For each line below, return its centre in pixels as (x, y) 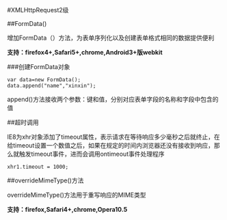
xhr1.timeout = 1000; (38, 167)
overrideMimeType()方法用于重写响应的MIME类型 (77, 195)
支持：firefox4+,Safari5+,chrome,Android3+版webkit (85, 52)
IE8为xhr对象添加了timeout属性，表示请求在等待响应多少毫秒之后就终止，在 (113, 137)
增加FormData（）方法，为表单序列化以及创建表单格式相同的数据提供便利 (111, 38)
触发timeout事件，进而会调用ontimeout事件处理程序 (92, 154)
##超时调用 (23, 122)
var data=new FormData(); (44, 80)
